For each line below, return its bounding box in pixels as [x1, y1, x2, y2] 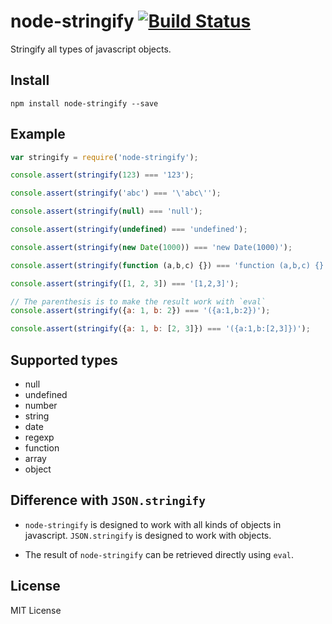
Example [10, 126, 66, 143]
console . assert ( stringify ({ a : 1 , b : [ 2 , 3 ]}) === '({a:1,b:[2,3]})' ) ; [10, 324, 311, 334]
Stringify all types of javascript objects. [10, 43, 172, 55]
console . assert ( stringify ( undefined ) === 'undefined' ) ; [10, 225, 248, 235]
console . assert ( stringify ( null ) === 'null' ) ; [10, 206, 203, 217]
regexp [24, 431, 55, 443]
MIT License [10, 604, 62, 616]
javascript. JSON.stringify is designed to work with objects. [24, 529, 272, 541]
